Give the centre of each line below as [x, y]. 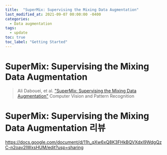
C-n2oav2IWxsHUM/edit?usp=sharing [44, 147]
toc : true [15, 38]
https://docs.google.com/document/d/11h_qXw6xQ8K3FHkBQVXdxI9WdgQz [83, 142]
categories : [17, 19]
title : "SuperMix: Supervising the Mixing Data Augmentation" [72, 10]
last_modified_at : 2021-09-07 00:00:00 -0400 [53, 14]
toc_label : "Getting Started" [37, 42]
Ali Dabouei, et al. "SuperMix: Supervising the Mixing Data [77, 91]
